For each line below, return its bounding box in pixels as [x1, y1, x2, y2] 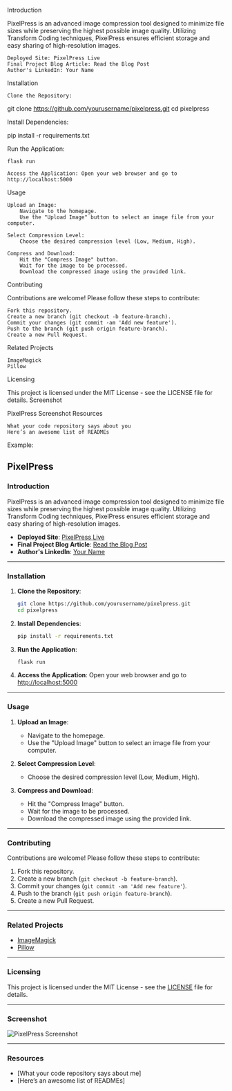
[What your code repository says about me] [17, 1069, 142, 1078]
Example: [7, 441, 34, 449]
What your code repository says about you [7, 423, 131, 430]
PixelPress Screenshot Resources [7, 410, 103, 417]
